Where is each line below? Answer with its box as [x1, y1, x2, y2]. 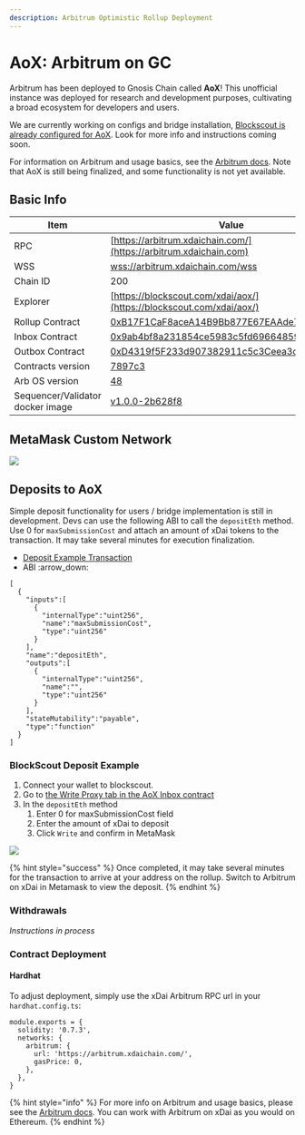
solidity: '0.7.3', [17, 1025, 92, 1034]
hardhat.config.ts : [9, 1000, 82, 1011]
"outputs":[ [25, 659, 71, 668]
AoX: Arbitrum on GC [9, 52, 172, 73]
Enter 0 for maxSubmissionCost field [35, 808, 174, 819]
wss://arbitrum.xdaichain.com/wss [110, 260, 258, 273]
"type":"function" [25, 722, 95, 731]
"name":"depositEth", [25, 651, 107, 660]
